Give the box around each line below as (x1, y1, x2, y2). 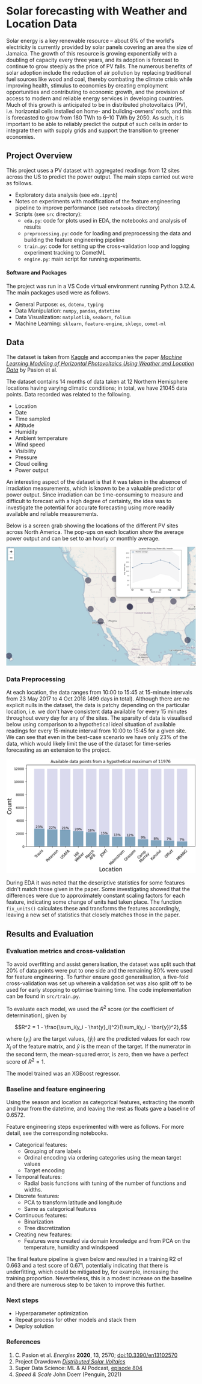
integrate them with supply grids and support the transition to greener (6, 127, 179, 134)
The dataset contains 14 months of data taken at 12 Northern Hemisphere (6, 378, 188, 385)
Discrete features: (14, 1193, 60, 1200)
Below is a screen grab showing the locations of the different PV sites (6, 522, 179, 529)
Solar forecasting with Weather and (6, 4, 188, 18)
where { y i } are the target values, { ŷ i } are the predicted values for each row (6, 1035, 191, 1044)
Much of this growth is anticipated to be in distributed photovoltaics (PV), (6, 101, 188, 108)
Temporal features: (14, 1173, 63, 1181)
